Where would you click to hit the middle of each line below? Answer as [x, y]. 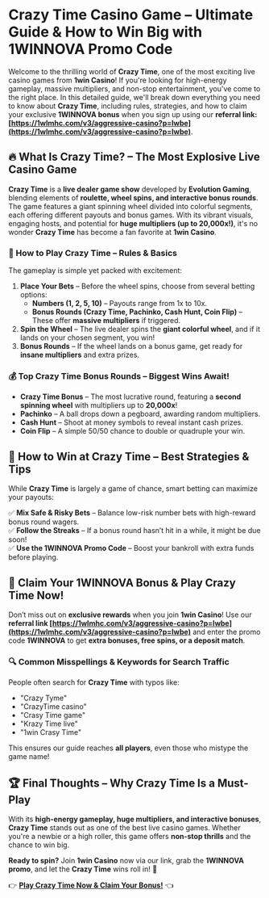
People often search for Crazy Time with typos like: [94, 682]
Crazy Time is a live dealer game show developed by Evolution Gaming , [130, 189]
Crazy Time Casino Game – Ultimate [131, 15]
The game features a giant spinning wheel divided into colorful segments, [130, 206]
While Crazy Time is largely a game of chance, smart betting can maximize [133, 489]
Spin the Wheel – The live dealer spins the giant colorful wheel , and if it [140, 329]
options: [33, 295]
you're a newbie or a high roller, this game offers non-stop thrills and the [130, 837]
